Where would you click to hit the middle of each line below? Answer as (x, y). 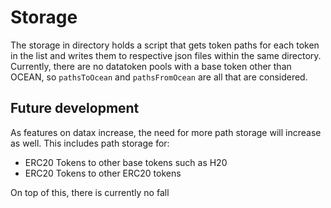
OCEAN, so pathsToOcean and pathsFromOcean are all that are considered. (159, 77)
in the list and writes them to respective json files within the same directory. (166, 55)
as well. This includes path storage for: (90, 143)
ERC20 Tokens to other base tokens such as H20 (126, 162)
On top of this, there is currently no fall (90, 192)
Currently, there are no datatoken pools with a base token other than (151, 66)
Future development (75, 108)
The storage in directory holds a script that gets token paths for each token (165, 45)
